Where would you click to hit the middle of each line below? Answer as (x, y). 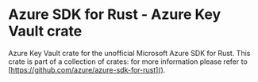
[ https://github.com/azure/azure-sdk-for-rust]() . (87, 69)
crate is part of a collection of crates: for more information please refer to (128, 61)
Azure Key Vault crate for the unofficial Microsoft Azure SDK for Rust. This (129, 53)
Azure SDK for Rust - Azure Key (115, 15)
